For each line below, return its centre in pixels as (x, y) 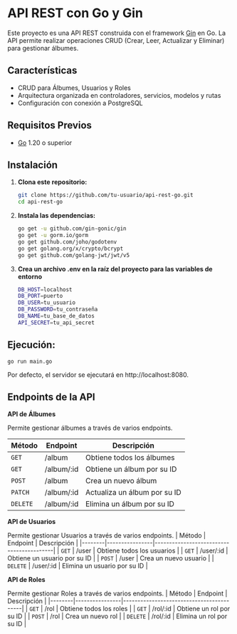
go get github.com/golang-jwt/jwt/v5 (74, 255)
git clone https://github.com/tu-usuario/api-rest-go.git (105, 195)
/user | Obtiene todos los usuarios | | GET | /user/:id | (152, 550)
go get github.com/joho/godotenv (67, 242)
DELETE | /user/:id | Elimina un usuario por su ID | (78, 566)
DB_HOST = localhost (45, 290)
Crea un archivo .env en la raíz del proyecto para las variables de (115, 268)
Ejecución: (31, 345)
